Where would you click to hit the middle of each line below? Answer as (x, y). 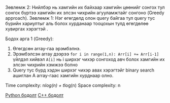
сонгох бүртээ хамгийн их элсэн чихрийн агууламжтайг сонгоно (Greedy (85, 13)
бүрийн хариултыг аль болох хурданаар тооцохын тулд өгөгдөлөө (77, 23)
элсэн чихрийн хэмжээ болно (45, 65)
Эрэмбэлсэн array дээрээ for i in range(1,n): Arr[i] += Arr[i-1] (86, 54)
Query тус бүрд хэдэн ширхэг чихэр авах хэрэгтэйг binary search (83, 70)
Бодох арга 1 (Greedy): (30, 39)
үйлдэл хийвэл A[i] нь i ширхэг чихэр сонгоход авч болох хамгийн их (89, 59)
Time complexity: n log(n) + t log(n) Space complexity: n (63, 85)
